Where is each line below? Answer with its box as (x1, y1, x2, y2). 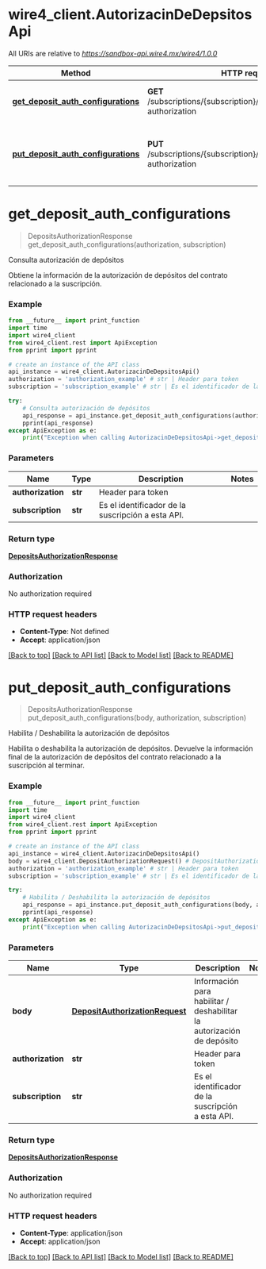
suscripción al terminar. (8, 760, 85, 771)
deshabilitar (193, 1006, 238, 1017)
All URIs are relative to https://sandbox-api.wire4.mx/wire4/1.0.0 (8, 48, 218, 58)
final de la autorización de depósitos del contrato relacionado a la (8, 752, 222, 762)
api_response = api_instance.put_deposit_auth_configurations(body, (22, 901, 253, 909)
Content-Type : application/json (19, 1228, 123, 1237)
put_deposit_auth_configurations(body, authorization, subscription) (27, 713, 247, 723)
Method (60, 67, 91, 79)
